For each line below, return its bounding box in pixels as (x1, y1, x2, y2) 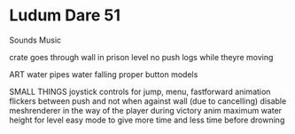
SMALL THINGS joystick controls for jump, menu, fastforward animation (9, 86, 271, 97)
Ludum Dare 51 (9, 5, 121, 26)
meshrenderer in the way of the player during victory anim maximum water (9, 105, 282, 115)
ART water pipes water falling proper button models (9, 68, 198, 80)
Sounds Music (9, 35, 62, 45)
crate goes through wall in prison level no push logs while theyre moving (9, 51, 274, 62)
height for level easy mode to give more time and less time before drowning (9, 114, 285, 125)
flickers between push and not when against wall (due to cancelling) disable (9, 95, 287, 106)
